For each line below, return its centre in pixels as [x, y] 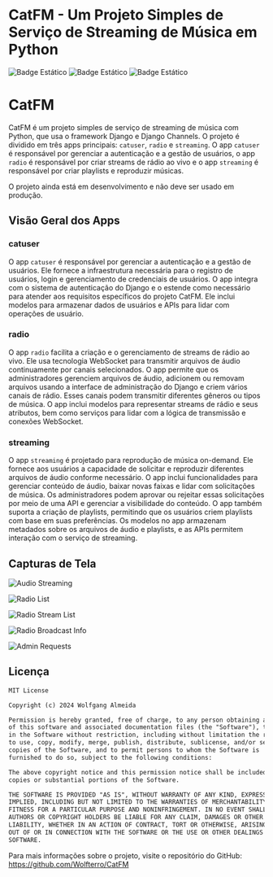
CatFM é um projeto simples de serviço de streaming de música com [124, 127]
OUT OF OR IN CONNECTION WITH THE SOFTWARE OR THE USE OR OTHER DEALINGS [136, 832]
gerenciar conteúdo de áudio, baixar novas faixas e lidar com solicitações [132, 486]
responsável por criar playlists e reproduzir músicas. [96, 170]
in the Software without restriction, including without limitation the [134, 735]
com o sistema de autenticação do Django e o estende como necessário [130, 287]
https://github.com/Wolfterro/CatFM [69, 864]
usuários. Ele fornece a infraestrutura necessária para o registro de [121, 270]
